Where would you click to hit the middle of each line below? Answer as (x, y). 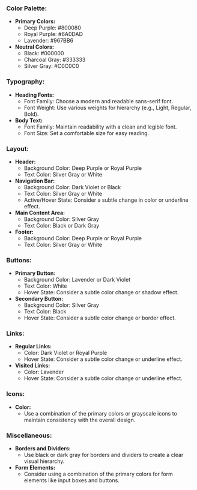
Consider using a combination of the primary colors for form (98, 474)
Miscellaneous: (29, 435)
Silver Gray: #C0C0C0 (51, 66)
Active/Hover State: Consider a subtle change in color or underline (106, 200)
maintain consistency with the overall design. (80, 420)
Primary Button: (35, 273)
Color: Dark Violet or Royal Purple (65, 353)
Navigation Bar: (35, 181)
